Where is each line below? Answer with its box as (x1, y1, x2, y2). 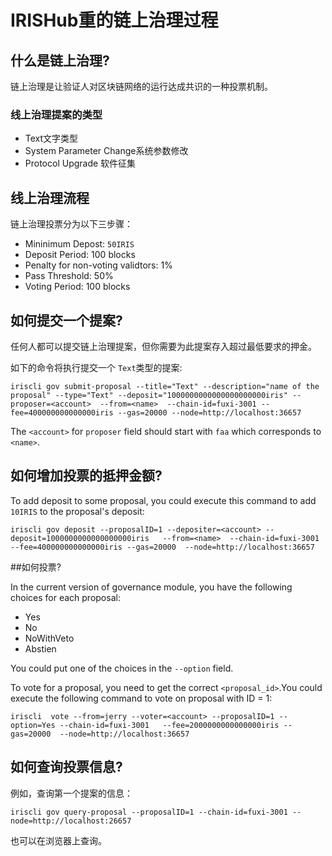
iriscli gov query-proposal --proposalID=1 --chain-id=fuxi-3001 (10, 807, 288, 817)
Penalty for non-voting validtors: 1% (24, 259, 173, 271)
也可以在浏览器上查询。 (10, 834, 107, 846)
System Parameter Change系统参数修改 (24, 145, 189, 157)
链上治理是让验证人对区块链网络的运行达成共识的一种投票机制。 (10, 81, 273, 92)
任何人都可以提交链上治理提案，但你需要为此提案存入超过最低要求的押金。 (10, 340, 317, 352)
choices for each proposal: (10, 591, 121, 603)
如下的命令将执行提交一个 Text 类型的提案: (10, 361, 183, 373)
